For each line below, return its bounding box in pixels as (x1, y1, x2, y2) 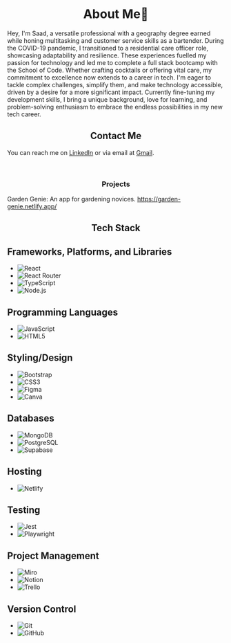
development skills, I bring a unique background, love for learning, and (7, 95, 208, 103)
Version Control (7, 603, 77, 615)
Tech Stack (91, 222, 141, 234)
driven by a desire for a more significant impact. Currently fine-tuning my (7, 88, 215, 96)
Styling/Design (7, 352, 73, 364)
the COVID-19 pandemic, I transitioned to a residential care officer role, (7, 44, 209, 52)
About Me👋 (83, 6, 149, 22)
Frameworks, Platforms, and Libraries (7, 246, 172, 257)
